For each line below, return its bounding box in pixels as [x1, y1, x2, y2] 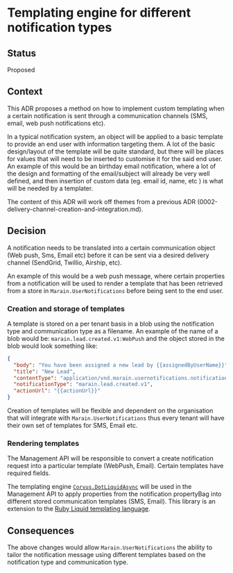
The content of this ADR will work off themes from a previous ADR [7, 197, 196, 206]
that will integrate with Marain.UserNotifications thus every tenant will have [7, 414, 225, 422]
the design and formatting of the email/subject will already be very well [7, 169, 210, 178]
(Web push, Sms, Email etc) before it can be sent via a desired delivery [7, 251, 209, 259]
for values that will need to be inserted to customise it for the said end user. [7, 154, 223, 163]
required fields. [7, 469, 51, 477]
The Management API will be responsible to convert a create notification [7, 454, 214, 463]
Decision [7, 225, 46, 237]
